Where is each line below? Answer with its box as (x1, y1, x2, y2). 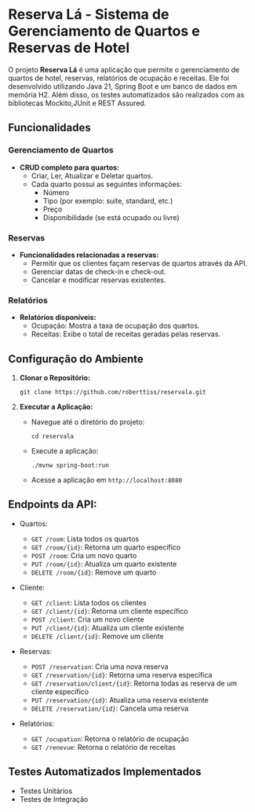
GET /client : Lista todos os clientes (31, 597, 147, 607)
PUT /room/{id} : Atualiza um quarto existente (31, 559, 177, 568)
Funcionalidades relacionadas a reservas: (19, 250, 159, 259)
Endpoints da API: (8, 498, 97, 512)
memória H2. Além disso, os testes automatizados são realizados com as (8, 90, 245, 99)
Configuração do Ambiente (8, 352, 144, 366)
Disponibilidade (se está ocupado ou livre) (42, 212, 180, 222)
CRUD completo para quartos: (19, 163, 120, 172)
